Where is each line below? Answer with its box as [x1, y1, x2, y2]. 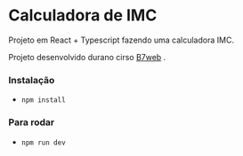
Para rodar [8, 116, 55, 129]
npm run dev [20, 138, 66, 147]
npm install [20, 96, 66, 105]
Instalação [8, 74, 55, 86]
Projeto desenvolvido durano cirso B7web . [8, 51, 166, 62]
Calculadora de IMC [8, 5, 158, 26]
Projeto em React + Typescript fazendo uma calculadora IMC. [8, 35, 235, 45]
